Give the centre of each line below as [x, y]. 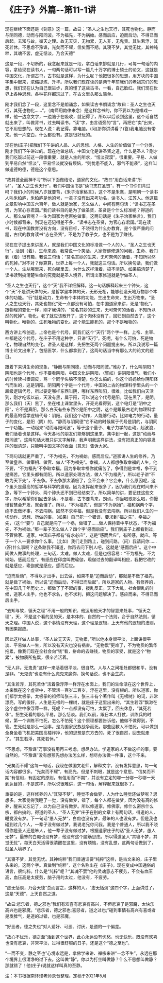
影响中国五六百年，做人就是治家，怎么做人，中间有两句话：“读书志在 [82, 204]
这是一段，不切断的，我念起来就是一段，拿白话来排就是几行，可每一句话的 [79, 63]
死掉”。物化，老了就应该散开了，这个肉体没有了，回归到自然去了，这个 [85, 316]
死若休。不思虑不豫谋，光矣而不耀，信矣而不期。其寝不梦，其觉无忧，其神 [79, 47]
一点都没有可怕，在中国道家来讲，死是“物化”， [109, 303]
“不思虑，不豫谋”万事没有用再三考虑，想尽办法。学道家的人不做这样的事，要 [81, 749]
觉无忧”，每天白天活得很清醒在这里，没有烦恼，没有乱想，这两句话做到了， [81, 843]
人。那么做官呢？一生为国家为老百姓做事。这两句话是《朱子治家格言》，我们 [81, 216]
